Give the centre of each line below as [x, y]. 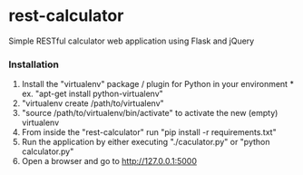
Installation [34, 64]
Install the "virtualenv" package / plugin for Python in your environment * [157, 84]
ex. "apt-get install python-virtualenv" [93, 94]
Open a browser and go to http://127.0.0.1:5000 [109, 161]
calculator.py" [48, 151]
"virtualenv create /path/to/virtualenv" [93, 103]
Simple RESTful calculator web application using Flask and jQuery [132, 41]
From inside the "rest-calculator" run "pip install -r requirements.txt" [149, 132]
